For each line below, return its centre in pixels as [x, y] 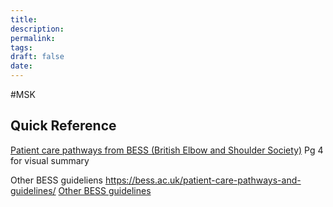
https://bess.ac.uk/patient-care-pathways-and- [203, 180]
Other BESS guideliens [57, 180]
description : [37, 29]
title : [24, 19]
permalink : [33, 38]
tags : [21, 47]
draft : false [37, 57]
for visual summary [50, 160]
